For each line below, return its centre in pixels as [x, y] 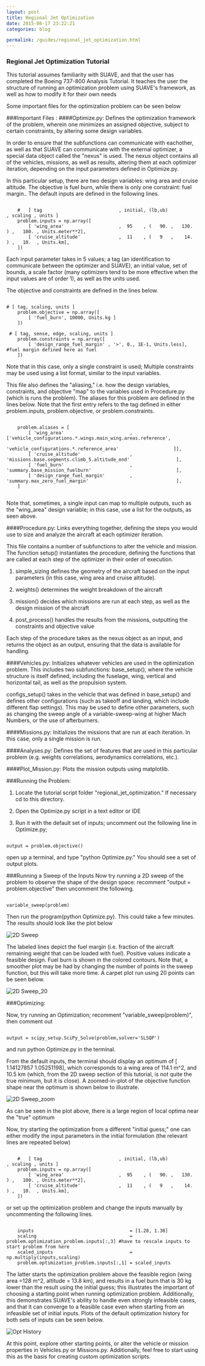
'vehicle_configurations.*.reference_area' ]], [94, 449]
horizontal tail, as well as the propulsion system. [67, 682]
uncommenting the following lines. [50, 1214]
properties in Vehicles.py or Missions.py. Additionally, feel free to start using [102, 1350]
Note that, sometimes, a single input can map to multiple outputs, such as [99, 503]
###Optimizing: [26, 1003]
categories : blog [28, 29]
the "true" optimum [31, 1118]
